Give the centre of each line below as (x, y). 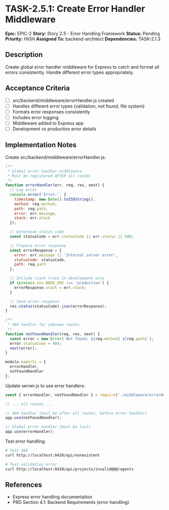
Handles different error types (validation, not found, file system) (78, 106)
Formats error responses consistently (51, 112)
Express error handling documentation (52, 497)
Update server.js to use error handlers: (45, 386)
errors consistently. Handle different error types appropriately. (70, 72)
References (24, 484)
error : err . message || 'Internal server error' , (66, 255)
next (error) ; (23, 348)
